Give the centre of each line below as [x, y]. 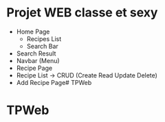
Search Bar [43, 46]
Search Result [36, 53]
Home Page [33, 32]
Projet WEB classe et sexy [82, 13]
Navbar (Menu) [38, 60]
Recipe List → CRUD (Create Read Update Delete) [87, 75]
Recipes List [44, 38]
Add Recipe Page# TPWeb [54, 82]
